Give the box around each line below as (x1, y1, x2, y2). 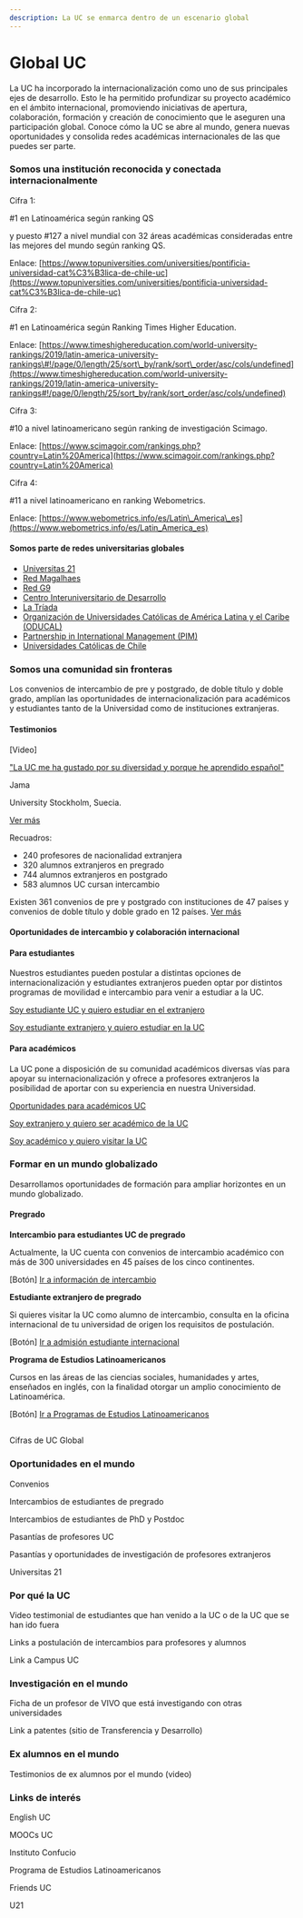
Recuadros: (9, 832, 53, 843)
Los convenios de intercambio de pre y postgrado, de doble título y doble (9, 683, 284, 695)
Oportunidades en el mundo (9, 1457, 136, 1470)
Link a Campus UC (9, 1655, 80, 1665)
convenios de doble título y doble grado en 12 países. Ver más (9, 906, 242, 917)
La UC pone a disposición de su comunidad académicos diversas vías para (9, 1063, 290, 1074)
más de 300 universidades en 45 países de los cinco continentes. (9, 1257, 256, 1267)
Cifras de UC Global (9, 1435, 84, 1446)
